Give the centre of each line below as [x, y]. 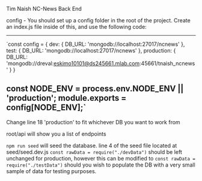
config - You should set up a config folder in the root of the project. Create [98, 20]
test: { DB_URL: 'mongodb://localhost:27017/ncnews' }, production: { [91, 50]
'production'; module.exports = [66, 98]
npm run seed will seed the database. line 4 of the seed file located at [92, 145]
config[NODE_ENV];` [46, 108]
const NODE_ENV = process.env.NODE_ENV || [95, 89]
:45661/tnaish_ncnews [167, 63]
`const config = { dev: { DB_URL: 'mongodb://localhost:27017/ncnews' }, [96, 44]
